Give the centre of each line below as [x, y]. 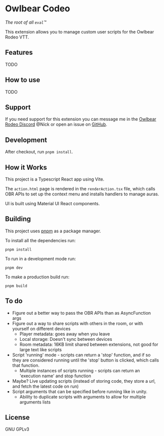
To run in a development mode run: [41, 258]
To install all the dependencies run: [41, 240]
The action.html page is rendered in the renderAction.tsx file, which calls [80, 189]
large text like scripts [41, 349]
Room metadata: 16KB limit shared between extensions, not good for [89, 344]
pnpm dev [14, 268]
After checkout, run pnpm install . [39, 152]
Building [18, 219]
